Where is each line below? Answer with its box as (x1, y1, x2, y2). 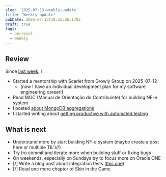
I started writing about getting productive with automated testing (12, 110, 148, 116)
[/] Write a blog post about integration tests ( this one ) (12, 160, 125, 166)
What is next (5, 125, 46, 134)
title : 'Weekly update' (5, 12, 56, 17)
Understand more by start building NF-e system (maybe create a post (12, 138, 159, 145)
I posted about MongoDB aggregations (12, 105, 94, 111)
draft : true (5, 21, 31, 27)
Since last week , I (5, 68, 42, 74)
